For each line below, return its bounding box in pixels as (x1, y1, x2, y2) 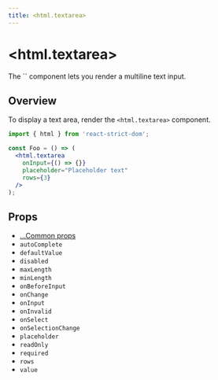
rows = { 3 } (22, 174, 51, 182)
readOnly (19, 341, 49, 349)
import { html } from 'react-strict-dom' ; (8, 131, 150, 138)
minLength (19, 275, 53, 282)
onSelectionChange (19, 324, 80, 333)
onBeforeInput (19, 282, 66, 291)
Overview (8, 94, 57, 107)
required (19, 349, 49, 358)
